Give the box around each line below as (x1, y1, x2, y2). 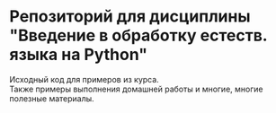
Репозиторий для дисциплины (9, 6, 251, 27)
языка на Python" (9, 45, 148, 65)
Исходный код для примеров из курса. (9, 74, 159, 84)
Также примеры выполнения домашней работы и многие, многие (9, 83, 263, 94)
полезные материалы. (9, 92, 94, 104)
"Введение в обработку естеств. (9, 25, 268, 46)
